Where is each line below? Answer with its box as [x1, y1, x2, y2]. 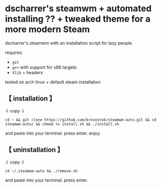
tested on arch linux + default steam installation [5, 79, 101, 85]
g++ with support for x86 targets [12, 64, 77, 70]
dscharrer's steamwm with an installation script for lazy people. [5, 40, 133, 46]
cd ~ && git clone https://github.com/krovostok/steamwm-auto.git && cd [5, 117, 157, 122]
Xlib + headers [12, 69, 43, 75]
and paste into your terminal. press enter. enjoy [5, 130, 100, 136]
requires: [5, 50, 23, 55]
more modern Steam [5, 24, 90, 35]
